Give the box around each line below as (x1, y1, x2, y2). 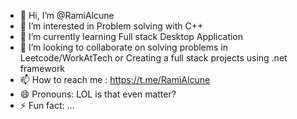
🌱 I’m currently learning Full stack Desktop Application (19, 31, 244, 42)
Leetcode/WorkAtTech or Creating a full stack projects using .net (19, 52, 288, 64)
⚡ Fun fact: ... (19, 100, 75, 111)
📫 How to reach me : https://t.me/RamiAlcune (19, 74, 211, 85)
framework (19, 63, 66, 74)
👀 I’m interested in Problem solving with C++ (19, 20, 204, 32)
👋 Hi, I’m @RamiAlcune (19, 10, 115, 21)
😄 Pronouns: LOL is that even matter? (19, 88, 177, 100)
